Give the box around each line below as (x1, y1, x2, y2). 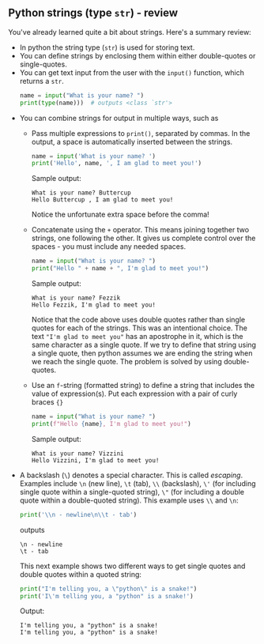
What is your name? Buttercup (31, 189, 132, 197)
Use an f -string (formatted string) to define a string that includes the (31, 381, 255, 390)
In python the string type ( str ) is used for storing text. (19, 43, 195, 52)
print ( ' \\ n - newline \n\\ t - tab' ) (19, 510, 138, 518)
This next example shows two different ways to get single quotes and (19, 561, 246, 571)
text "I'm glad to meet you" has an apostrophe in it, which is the (31, 332, 243, 341)
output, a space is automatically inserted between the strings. (31, 137, 233, 146)
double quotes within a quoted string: (19, 569, 142, 579)
